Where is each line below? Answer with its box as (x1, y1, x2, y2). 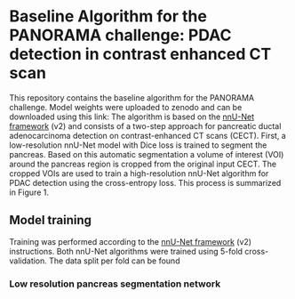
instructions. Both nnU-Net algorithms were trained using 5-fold (9, 246, 243, 256)
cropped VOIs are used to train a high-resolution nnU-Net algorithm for (9, 167, 269, 179)
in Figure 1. (9, 187, 49, 198)
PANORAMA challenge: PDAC (9, 25, 232, 45)
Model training (9, 213, 92, 228)
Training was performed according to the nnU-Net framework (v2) (9, 236, 251, 246)
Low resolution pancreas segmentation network (9, 278, 221, 290)
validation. (9, 255, 47, 266)
